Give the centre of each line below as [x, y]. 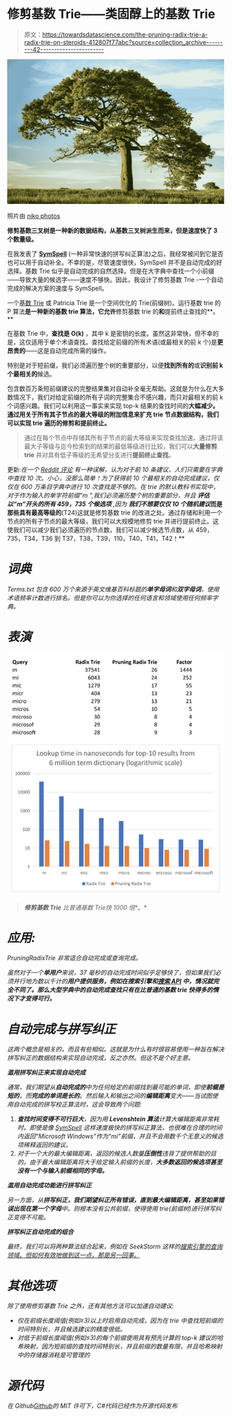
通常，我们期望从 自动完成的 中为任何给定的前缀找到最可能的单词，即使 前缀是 [116, 1087]
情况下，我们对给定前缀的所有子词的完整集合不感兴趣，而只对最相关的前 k [118, 397]
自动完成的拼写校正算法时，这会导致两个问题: [77, 1105]
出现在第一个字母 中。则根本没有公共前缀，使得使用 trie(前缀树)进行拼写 [114, 1209]
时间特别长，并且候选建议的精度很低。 [71, 1329]
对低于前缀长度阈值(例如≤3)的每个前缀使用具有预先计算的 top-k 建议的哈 [120, 1338]
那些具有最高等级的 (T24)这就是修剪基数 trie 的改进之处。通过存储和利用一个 [115, 512]
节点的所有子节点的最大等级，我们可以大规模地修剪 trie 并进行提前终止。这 [113, 521]
